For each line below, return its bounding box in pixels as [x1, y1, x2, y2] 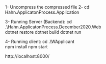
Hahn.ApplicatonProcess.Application [5, 9, 79, 15]
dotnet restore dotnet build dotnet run [5, 29, 82, 35]
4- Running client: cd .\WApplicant [5, 39, 75, 44]
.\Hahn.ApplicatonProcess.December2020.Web [5, 24, 102, 30]
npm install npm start [5, 44, 48, 49]
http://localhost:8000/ [5, 53, 50, 59]
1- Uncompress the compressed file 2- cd [5, 4, 90, 10]
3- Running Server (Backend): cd [5, 19, 72, 24]
